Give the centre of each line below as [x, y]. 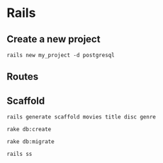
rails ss [19, 154]
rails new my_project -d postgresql [61, 55]
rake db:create [29, 129]
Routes [23, 77]
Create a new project [54, 39]
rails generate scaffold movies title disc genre [81, 117]
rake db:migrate [30, 142]
